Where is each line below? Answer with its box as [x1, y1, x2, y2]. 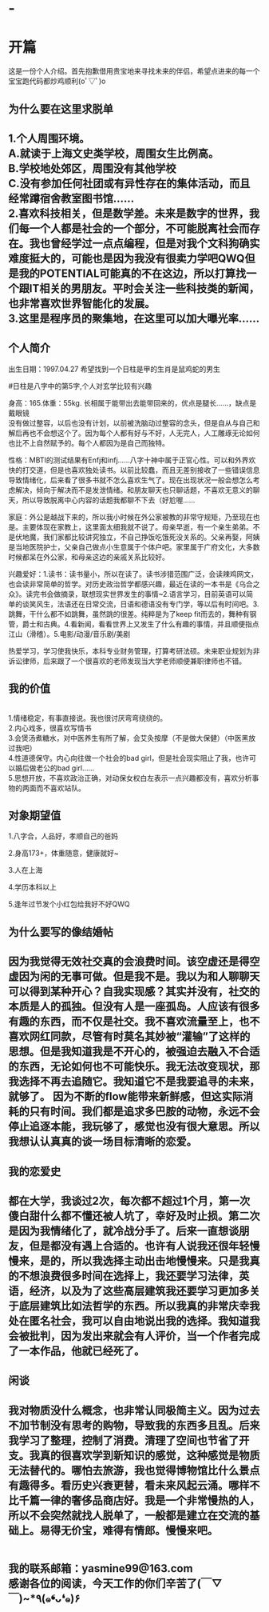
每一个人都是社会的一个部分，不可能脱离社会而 [18, 222, 250, 235]
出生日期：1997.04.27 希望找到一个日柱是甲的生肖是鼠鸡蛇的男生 [8, 364, 221, 374]
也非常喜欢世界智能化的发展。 [8, 296, 156, 310]
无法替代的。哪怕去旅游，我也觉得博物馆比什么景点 [8, 1463, 260, 1477]
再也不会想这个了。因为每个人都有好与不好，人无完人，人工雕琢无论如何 [22, 428, 260, 438]
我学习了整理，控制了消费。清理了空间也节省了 [8, 1434, 239, 1447]
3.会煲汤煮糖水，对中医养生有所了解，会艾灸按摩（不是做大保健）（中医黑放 [8, 733, 256, 742]
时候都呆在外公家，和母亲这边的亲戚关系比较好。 [8, 552, 169, 562]
